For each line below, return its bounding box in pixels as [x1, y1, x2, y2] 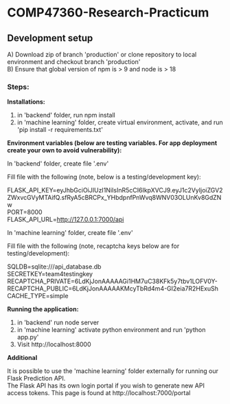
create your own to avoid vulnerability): [7, 146, 122, 155]
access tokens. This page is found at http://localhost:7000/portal [7, 389, 191, 397]
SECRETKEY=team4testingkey [7, 270, 93, 278]
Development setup [7, 32, 93, 44]
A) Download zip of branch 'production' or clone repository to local [7, 50, 197, 58]
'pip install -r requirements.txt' [16, 126, 103, 134]
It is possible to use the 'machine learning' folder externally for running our [7, 367, 218, 375]
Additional [7, 354, 38, 362]
